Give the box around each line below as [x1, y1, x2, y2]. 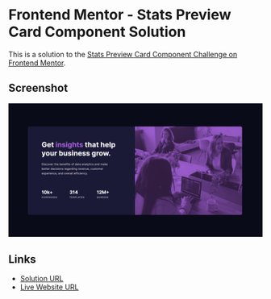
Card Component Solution [8, 23, 186, 41]
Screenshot [8, 81, 69, 95]
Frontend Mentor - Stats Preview [8, 6, 231, 24]
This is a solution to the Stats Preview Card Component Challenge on [8, 49, 238, 59]
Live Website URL [19, 282, 79, 292]
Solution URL [19, 274, 64, 284]
